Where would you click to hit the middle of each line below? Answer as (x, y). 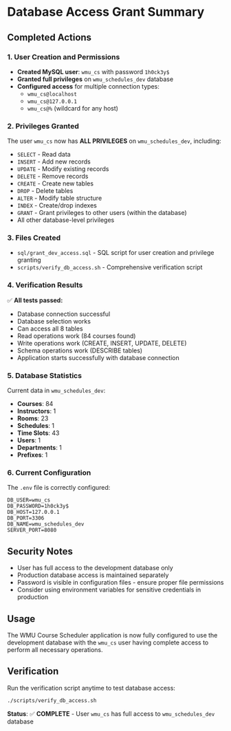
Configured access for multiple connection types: (88, 86)
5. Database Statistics (45, 375)
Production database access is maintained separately (93, 575)
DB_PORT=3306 (26, 518)
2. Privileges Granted (43, 126)
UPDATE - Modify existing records (63, 169)
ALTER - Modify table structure (59, 198)
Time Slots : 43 (38, 433)
